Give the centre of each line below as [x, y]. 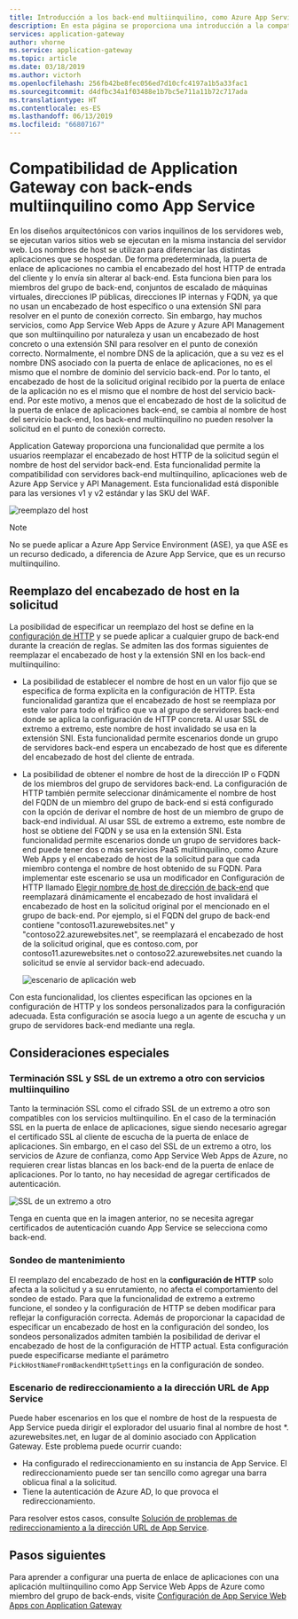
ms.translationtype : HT [53, 100]
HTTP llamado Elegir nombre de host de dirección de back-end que [145, 887]
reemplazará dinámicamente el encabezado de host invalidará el [140, 896]
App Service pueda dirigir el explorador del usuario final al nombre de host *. [149, 1427]
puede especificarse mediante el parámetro [89, 1355]
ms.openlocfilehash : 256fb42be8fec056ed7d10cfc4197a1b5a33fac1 [129, 83]
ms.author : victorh [45, 75]
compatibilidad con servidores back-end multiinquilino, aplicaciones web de [149, 474]
